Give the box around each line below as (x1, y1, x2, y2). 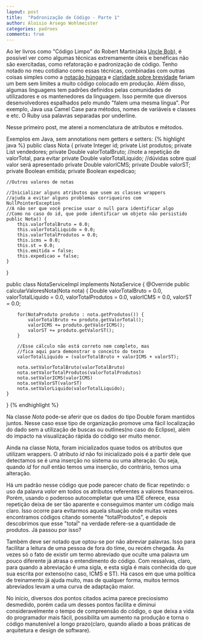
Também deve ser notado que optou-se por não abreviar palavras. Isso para (6, 538, 196, 545)
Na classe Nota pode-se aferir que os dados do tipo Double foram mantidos (6, 413, 195, 420)
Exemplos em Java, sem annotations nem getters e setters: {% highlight (6, 135, 185, 142)
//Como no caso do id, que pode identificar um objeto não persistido (6, 211, 188, 217)
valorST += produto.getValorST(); (28, 327, 115, 334)
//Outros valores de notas (6, 179, 74, 185)
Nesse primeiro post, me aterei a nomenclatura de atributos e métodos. (6, 124, 184, 131)
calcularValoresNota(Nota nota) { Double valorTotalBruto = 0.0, (6, 287, 163, 295)
